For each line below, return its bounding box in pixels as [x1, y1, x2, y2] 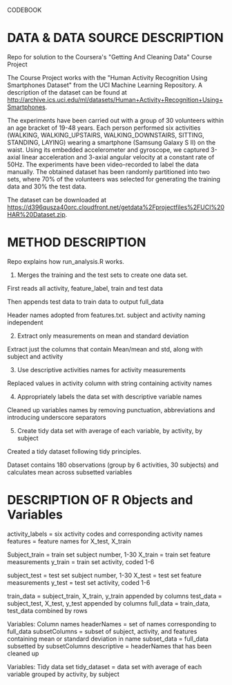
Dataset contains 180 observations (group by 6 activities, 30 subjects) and [7, 461, 219, 469]
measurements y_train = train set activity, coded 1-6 [7, 557, 155, 566]
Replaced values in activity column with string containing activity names [7, 379, 213, 387]
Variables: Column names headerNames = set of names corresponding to [7, 619, 217, 628]
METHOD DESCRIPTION [7, 235, 146, 251]
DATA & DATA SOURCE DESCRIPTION [7, 30, 224, 46]
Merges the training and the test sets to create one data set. [17, 271, 188, 279]
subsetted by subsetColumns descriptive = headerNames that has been [7, 641, 212, 650]
